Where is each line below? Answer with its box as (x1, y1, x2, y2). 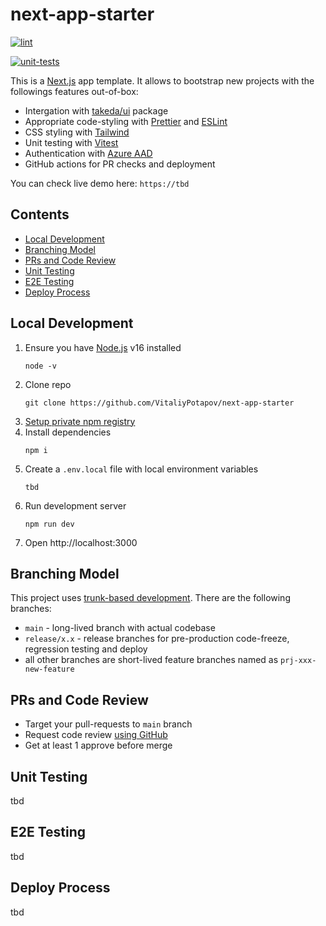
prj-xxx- (280, 656, 317, 666)
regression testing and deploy (24, 643, 148, 655)
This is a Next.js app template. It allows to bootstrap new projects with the (10, 74, 315, 87)
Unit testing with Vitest (24, 136, 119, 148)
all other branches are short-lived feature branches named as (24, 654, 279, 666)
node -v (24, 361, 57, 371)
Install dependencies (24, 426, 112, 438)
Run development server (24, 499, 127, 512)
